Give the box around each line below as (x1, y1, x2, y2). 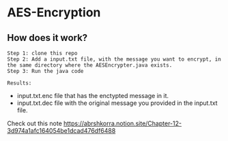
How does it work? (7, 32, 88, 44)
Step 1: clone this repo (7, 50, 78, 57)
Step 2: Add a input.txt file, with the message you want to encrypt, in (7, 56, 222, 63)
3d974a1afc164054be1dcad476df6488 (7, 127, 116, 134)
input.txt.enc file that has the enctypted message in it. (16, 92, 169, 99)
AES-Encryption (7, 5, 101, 20)
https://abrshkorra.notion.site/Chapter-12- (63, 119, 182, 127)
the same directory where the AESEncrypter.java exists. (7, 62, 173, 69)
